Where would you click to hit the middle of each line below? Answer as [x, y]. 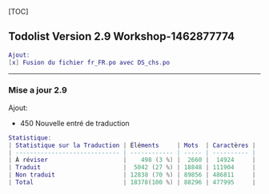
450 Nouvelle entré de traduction [74, 123]
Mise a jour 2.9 [38, 90]
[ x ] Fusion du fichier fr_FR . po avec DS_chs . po [89, 62]
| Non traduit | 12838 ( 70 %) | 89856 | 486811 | [132, 175]
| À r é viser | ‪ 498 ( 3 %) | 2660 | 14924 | [132, 160]
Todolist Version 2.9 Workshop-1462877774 [121, 36]
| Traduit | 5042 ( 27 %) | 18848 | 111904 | [132, 168]
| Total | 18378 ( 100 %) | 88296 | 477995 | [132, 183]
